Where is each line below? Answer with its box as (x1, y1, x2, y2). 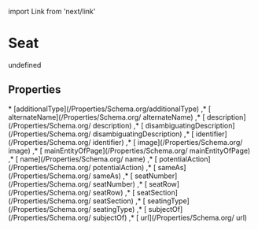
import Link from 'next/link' (8, 7, 96, 16)
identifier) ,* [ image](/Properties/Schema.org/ (92, 137, 243, 147)
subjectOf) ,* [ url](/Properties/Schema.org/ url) (92, 213, 248, 222)
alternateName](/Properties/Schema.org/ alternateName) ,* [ (8, 112, 206, 121)
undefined (8, 60, 42, 69)
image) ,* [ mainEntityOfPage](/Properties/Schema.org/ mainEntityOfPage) (8, 146, 251, 155)
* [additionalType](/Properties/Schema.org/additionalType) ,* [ (8, 104, 212, 113)
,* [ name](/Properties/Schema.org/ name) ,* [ (8, 154, 157, 164)
